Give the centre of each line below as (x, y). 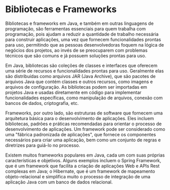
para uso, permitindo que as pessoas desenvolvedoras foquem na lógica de (84, 45)
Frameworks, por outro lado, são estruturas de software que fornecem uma (84, 113)
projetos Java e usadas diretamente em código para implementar (73, 92)
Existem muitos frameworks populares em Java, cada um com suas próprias (85, 155)
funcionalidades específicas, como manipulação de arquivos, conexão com (84, 98)
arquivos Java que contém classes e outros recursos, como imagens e (79, 82)
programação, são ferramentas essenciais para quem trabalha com (76, 28)
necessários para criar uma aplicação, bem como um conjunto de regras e (83, 140)
